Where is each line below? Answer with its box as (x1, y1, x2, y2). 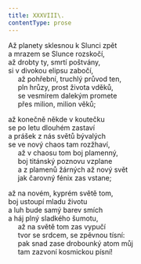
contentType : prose (8, 19, 72, 27)
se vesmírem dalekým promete (17, 91, 117, 100)
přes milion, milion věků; (17, 99, 96, 109)
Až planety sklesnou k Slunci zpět (8, 40, 117, 50)
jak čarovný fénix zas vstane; (17, 173, 112, 182)
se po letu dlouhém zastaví (8, 123, 96, 132)
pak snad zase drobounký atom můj (17, 238, 133, 248)
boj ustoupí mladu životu (8, 196, 88, 206)
